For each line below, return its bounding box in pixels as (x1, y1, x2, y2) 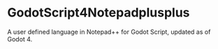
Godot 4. (7, 35, 33, 43)
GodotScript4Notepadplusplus (7, 5, 190, 21)
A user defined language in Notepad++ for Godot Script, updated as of (7, 28, 211, 36)
